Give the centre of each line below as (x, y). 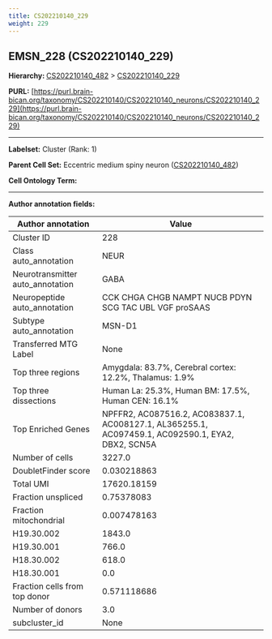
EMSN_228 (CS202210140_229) (91, 56)
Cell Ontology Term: (43, 181)
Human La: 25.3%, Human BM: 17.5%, (176, 391)
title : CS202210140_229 (49, 16)
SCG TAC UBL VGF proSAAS (156, 307)
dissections (34, 401)
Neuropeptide (39, 298)
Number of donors (47, 610)
